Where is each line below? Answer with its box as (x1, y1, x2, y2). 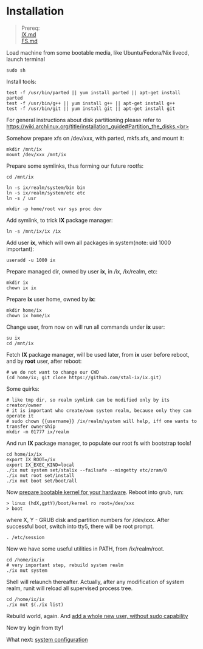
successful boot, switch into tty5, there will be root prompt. (6, 523, 154, 530)
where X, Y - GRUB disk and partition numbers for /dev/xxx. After (6, 516, 170, 523)
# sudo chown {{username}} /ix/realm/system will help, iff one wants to (6, 418, 198, 424)
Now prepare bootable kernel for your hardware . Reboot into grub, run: (6, 488, 184, 496)
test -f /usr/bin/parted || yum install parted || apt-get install (6, 89, 181, 95)
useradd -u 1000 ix (6, 257, 56, 263)
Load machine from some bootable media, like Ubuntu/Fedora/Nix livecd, (6, 49, 190, 56)
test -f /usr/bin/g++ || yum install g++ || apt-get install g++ (6, 100, 175, 106)
